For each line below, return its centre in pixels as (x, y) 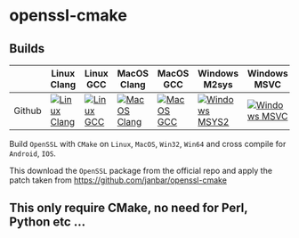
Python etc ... (48, 222)
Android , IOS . (32, 153)
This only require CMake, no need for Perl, (129, 208)
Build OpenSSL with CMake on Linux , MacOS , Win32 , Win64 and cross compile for (148, 144)
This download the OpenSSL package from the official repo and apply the (141, 171)
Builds (27, 49)
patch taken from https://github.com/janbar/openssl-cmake (118, 180)
